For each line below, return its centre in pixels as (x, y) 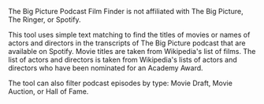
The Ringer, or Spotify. (45, 20)
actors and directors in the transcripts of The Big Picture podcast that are (127, 43)
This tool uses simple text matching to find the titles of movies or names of (129, 35)
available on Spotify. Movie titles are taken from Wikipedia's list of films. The (132, 51)
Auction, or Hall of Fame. (48, 91)
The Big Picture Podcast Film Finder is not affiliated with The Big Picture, (126, 11)
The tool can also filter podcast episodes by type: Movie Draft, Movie (120, 83)
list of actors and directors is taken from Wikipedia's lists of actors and (123, 59)
